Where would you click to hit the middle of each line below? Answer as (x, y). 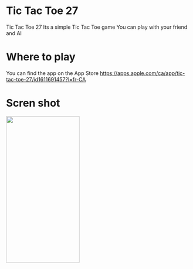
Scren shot (33, 103)
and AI (14, 33)
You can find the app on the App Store (52, 73)
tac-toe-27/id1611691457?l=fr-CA (46, 79)
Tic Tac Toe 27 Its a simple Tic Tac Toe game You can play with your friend (97, 27)
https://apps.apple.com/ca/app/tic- (142, 73)
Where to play (41, 57)
